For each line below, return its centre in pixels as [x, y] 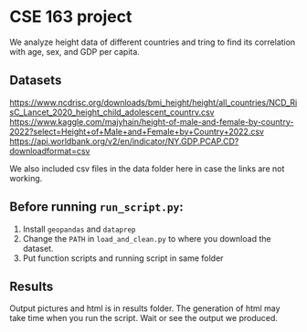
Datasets [36, 81]
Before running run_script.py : [97, 207]
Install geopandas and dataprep [79, 229]
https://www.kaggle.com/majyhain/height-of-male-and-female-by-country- [152, 121]
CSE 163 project [71, 17]
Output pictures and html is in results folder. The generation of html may [145, 308]
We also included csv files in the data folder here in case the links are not [147, 168]
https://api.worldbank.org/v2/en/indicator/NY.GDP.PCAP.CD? [124, 141]
